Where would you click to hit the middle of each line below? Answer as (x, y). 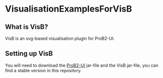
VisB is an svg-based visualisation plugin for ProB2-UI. (60, 38)
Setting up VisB (29, 54)
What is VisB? (27, 27)
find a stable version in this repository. (43, 70)
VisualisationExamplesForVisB (69, 9)
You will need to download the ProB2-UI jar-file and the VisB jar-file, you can (82, 65)
